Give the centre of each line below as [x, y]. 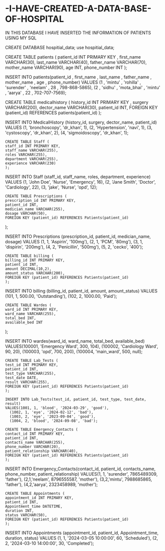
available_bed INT [24, 322]
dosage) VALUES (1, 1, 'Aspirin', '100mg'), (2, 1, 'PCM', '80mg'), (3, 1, [74, 241]
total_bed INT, [21, 318]
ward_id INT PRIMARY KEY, [32, 309]
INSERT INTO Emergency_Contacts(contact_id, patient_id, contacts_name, [80, 469]
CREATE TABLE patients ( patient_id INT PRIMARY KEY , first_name [73, 57]
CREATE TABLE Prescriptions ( [36, 196]
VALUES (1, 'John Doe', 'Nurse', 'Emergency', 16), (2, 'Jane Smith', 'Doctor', [81, 182]
